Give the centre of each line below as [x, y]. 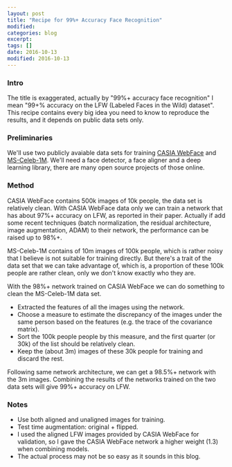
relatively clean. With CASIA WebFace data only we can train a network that [115, 208]
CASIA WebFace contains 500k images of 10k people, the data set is [105, 201]
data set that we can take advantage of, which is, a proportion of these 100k [116, 265]
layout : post [26, 13]
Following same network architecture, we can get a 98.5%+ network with [111, 372]
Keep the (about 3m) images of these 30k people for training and [110, 351]
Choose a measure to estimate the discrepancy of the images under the [120, 314]
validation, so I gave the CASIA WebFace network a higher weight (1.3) [118, 441]
